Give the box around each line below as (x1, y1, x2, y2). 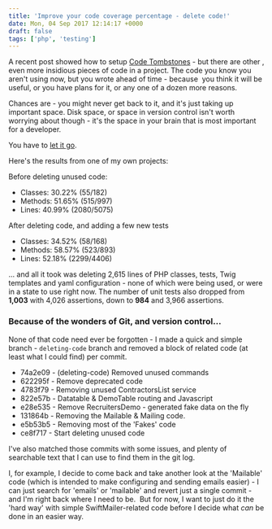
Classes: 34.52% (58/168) (19, 237, 108, 247)
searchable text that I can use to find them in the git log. (8, 452, 196, 462)
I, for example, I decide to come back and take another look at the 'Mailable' (8, 468, 263, 478)
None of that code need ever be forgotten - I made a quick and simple (8, 334, 243, 344)
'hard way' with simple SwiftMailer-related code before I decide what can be (8, 502, 265, 513)
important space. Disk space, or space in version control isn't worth (8, 107, 235, 117)
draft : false (8, 27, 53, 35)
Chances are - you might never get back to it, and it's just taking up (8, 98, 234, 108)
